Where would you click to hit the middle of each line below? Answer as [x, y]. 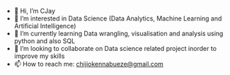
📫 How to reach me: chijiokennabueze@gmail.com [89, 64]
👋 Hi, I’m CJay [34, 11]
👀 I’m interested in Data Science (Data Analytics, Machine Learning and [118, 18]
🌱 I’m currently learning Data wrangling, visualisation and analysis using [119, 33]
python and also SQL [45, 41]
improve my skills [39, 56]
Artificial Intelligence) [45, 26]
